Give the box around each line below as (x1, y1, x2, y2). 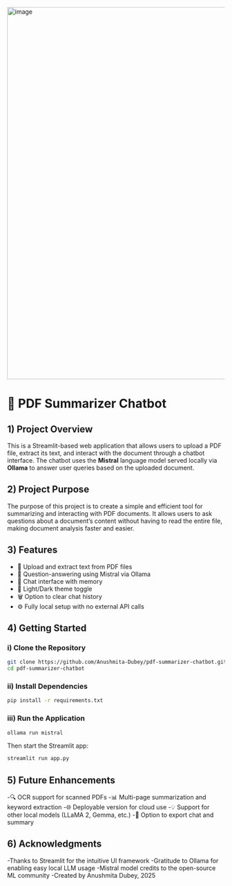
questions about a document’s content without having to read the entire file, (7, 517, 223, 525)
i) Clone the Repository (7, 643, 86, 652)
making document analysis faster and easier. (7, 524, 135, 532)
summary (7, 818, 35, 827)
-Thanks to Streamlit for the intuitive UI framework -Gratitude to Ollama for (7, 856, 219, 865)
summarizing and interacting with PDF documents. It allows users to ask (7, 509, 213, 517)
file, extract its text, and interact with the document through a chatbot (7, 449, 205, 457)
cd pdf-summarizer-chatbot (7, 665, 85, 672)
